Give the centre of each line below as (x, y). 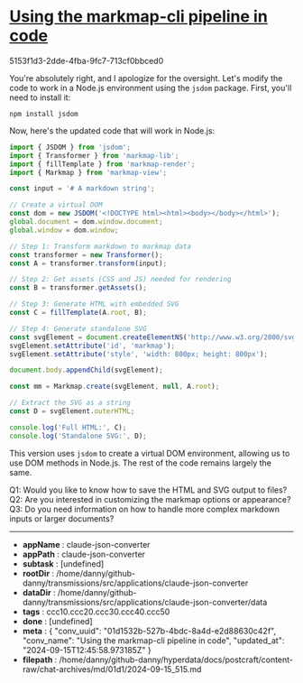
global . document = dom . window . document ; (87, 222)
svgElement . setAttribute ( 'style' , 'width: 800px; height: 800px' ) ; (139, 354)
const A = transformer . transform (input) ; (88, 263)
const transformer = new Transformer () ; (87, 254)
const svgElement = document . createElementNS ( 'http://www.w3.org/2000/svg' (155, 337)
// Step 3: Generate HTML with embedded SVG (94, 304)
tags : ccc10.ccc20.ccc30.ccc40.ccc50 (96, 612)
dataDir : (39, 592)
